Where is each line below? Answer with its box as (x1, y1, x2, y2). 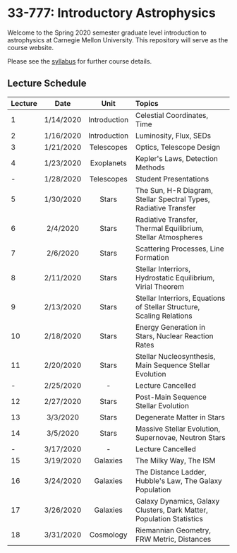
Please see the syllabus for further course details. (7, 57, 152, 65)
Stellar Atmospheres (135, 232, 203, 242)
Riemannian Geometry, (135, 525, 212, 535)
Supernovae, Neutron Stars (135, 432, 226, 442)
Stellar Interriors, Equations (135, 293, 226, 303)
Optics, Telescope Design (135, 142, 221, 152)
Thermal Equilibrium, (135, 223, 205, 233)
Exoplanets (90, 157, 127, 167)
